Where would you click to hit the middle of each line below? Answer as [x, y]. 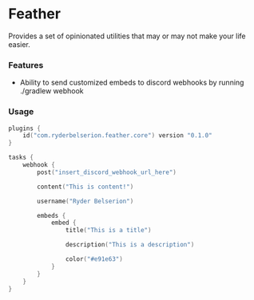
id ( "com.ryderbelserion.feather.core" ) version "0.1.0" [118, 136]
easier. [19, 44]
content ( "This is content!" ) [85, 187]
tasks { [21, 158]
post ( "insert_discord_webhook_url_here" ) [107, 172]
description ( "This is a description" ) [130, 245]
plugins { [25, 128]
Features [26, 65]
